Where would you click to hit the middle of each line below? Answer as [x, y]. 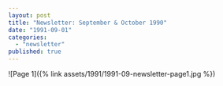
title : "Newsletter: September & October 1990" [88, 23]
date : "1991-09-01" [40, 30]
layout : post [30, 15]
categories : [28, 37]
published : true [35, 52]
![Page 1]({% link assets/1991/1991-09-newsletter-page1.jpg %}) [112, 74]
